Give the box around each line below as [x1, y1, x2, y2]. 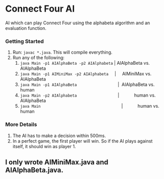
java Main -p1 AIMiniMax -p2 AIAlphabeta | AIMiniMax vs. [20, 71, 152, 77]
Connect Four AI [5, 3, 75, 15]
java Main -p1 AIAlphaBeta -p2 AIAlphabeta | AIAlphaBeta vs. [20, 60, 150, 66]
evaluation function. [5, 25, 47, 31]
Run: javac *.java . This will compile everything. [12, 49, 113, 56]
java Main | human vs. [20, 103, 160, 109]
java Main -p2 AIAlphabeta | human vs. [20, 92, 156, 99]
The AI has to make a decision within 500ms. [12, 132, 106, 139]
